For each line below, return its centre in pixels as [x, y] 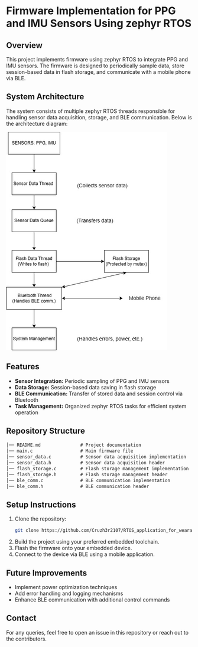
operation [26, 412]
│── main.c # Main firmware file [70, 451]
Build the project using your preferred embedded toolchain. [87, 542]
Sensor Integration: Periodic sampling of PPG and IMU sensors [92, 381]
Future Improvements [47, 573]
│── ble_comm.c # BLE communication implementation [88, 481]
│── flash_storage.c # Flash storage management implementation [98, 469]
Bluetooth [26, 399]
